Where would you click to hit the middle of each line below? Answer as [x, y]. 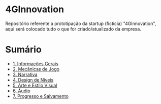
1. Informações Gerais [35, 63]
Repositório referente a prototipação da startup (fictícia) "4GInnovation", [81, 23]
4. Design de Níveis [33, 80]
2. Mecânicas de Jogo [36, 69]
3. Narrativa [25, 74]
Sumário [23, 50]
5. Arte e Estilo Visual [35, 85]
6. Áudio [21, 91]
